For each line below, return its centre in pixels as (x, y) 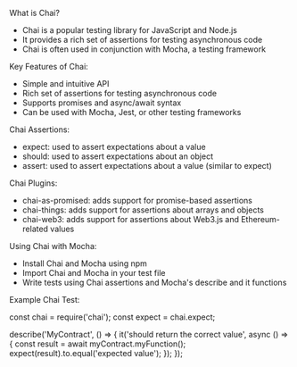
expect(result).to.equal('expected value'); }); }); (96, 353)
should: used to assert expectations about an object (118, 156)
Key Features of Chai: (49, 67)
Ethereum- (260, 219)
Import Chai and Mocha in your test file (94, 273)
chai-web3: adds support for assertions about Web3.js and (130, 219)
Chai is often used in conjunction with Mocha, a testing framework (144, 49)
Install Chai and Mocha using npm (84, 263)
